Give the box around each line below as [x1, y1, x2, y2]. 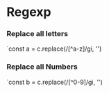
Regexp [6, 4, 51, 20]
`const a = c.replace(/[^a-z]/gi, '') [6, 44, 102, 53]
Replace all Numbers [6, 62, 78, 71]
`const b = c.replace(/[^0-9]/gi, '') [6, 78, 103, 86]
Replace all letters [6, 29, 69, 39]
